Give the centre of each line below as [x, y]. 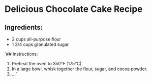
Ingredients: [24, 27]
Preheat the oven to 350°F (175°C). [47, 63]
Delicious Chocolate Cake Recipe [74, 9]
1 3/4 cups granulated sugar [40, 44]
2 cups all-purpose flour [36, 39]
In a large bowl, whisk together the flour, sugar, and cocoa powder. [79, 69]
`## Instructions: [21, 54]
